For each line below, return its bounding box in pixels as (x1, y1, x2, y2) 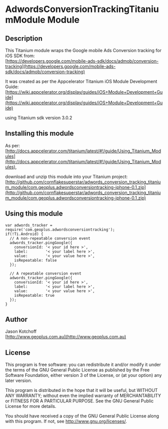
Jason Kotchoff (5, 328, 37, 334)
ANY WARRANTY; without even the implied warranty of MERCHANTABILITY (5, 392, 161, 399)
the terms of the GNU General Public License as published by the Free (5, 367, 150, 373)
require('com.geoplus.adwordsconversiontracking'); (5, 227, 115, 232)
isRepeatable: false (14, 258, 57, 263)
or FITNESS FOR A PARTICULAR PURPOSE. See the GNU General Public (5, 398, 154, 404)
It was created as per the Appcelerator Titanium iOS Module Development (5, 79, 157, 84)
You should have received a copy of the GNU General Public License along (5, 413, 159, 419)
